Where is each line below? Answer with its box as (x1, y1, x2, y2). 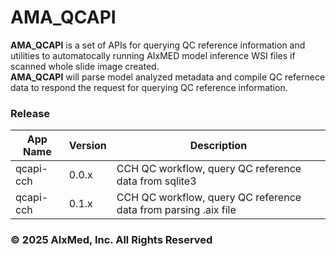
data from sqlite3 (116, 174, 197, 188)
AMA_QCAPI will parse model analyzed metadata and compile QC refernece (10, 71, 326, 83)
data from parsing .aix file (116, 203, 237, 217)
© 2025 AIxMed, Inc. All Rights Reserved (10, 233, 213, 247)
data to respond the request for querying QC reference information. (10, 81, 288, 93)
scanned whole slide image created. (10, 60, 160, 72)
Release (10, 106, 51, 120)
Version (68, 139, 107, 153)
